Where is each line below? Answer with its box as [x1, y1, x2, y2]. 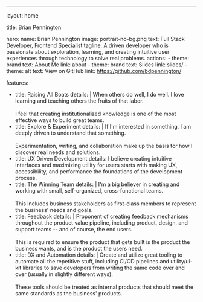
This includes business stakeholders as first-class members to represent [14, 200, 196, 207]
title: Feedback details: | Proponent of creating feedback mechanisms [14, 213, 188, 220]
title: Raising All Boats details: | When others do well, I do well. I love [14, 91, 184, 98]
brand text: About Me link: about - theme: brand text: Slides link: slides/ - [6, 61, 188, 68]
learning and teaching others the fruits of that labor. [14, 97, 144, 104]
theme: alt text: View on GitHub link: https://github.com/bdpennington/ [6, 68, 182, 74]
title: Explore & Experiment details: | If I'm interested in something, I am [14, 123, 192, 130]
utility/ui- [170, 258, 193, 265]
